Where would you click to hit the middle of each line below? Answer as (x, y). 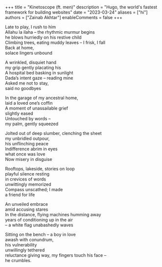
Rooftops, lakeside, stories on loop (40, 169)
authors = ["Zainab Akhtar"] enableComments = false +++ (64, 17)
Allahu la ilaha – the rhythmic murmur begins (50, 32)
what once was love (25, 154)
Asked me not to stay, (27, 83)
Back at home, (20, 48)
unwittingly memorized (28, 184)
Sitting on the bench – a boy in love (40, 234)
